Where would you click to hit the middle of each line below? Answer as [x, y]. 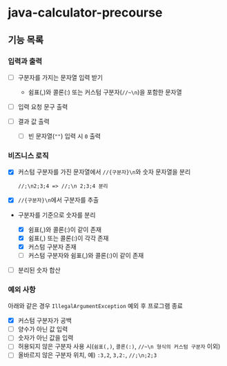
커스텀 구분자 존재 [52, 247]
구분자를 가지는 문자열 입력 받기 [60, 77]
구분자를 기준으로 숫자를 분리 [57, 214]
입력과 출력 [25, 61]
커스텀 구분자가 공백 [45, 321]
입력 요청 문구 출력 [43, 106]
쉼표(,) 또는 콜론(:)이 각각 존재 [68, 238]
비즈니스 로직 [28, 156]
